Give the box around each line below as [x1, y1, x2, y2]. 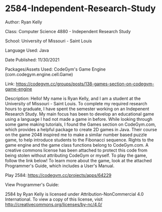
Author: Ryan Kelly [5, 19, 42, 25]
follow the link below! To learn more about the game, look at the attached [5, 157, 152, 163]
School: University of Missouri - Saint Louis [5, 38, 92, 44]
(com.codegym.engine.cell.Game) [5, 71, 73, 77]
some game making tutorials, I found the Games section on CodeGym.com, [5, 121, 156, 127]
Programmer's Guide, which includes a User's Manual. [5, 163, 115, 169]
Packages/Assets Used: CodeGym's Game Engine [5, 66, 106, 72]
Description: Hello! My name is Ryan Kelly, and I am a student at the [5, 96, 141, 101]
